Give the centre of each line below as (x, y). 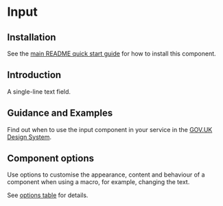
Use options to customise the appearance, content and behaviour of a (106, 175)
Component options (51, 158)
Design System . (29, 137)
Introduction (34, 75)
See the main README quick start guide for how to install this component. (111, 53)
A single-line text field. (39, 91)
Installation (32, 37)
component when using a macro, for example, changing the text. (98, 182)
